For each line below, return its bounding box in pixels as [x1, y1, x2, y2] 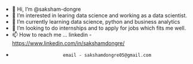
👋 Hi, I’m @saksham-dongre [11, 6, 81, 12]
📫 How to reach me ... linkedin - [11, 31, 92, 38]
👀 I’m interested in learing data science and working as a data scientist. [11, 12, 187, 19]
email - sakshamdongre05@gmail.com [62, 52, 152, 58]
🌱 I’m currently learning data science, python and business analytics [11, 18, 180, 25]
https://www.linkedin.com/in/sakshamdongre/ [11, 40, 125, 47]
